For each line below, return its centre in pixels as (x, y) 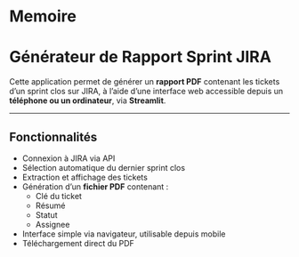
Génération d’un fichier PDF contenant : (95, 186)
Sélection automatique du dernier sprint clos (103, 167)
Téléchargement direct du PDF (78, 243)
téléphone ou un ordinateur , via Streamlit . (88, 100)
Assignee (53, 224)
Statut (46, 214)
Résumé (50, 205)
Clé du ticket (59, 196)
